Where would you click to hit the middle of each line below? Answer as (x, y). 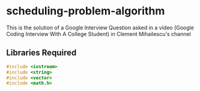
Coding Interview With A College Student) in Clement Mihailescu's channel (98, 34)
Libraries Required (41, 53)
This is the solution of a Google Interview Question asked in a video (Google (100, 28)
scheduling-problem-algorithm (86, 11)
